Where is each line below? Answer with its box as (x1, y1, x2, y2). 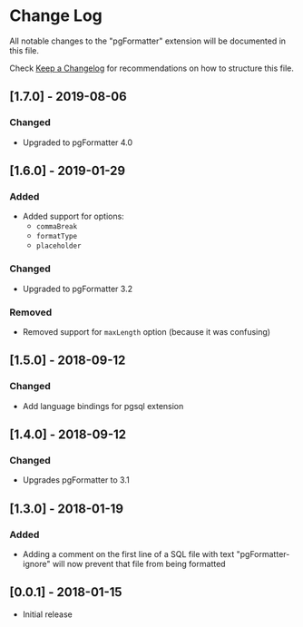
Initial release (22, 609, 73, 620)
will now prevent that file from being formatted (52, 558, 226, 569)
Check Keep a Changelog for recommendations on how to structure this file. (9, 63, 295, 73)
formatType (35, 232, 78, 241)
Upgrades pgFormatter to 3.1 (22, 475, 130, 485)
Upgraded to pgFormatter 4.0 (22, 137, 133, 148)
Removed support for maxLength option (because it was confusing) (22, 326, 270, 337)
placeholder (35, 241, 82, 250)
